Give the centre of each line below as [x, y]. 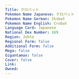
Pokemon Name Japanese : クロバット [40, 14]
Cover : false [19, 60]
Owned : [12, 69]
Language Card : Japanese [31, 28]
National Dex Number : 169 [32, 32]
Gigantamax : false [24, 55]
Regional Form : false [27, 42]
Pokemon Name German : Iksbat [35, 19]
